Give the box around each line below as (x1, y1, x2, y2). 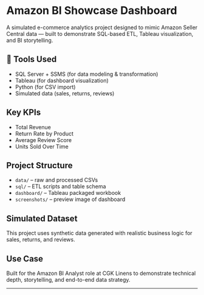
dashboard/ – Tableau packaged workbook (15, 189, 121, 197)
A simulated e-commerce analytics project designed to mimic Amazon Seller (6, 24, 198, 31)
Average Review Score (15, 136, 72, 143)
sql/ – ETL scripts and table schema (15, 183, 106, 190)
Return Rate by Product (15, 130, 74, 137)
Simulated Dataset (6, 213, 78, 223)
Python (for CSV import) (15, 83, 76, 90)
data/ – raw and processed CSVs (15, 177, 98, 184)
